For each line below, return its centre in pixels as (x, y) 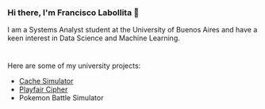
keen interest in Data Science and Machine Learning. (94, 38)
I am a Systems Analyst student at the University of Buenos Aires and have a (132, 30)
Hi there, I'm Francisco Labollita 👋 (73, 13)
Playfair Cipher (43, 89)
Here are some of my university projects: (74, 66)
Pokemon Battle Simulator (61, 98)
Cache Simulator (46, 81)
